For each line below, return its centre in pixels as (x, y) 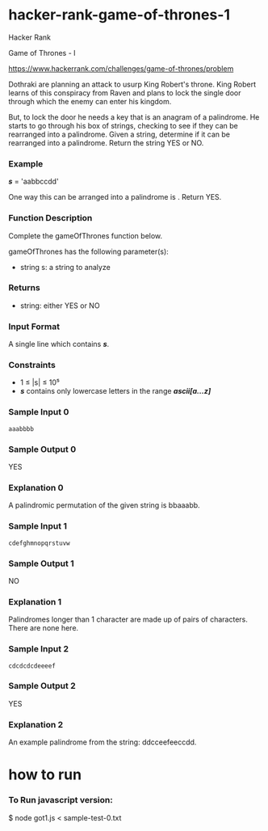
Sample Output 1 (41, 563)
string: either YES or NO (60, 306)
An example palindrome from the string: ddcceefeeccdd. (103, 742)
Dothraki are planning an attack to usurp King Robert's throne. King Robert (132, 84)
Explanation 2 (36, 724)
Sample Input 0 (39, 412)
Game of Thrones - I (42, 53)
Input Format (34, 327)
